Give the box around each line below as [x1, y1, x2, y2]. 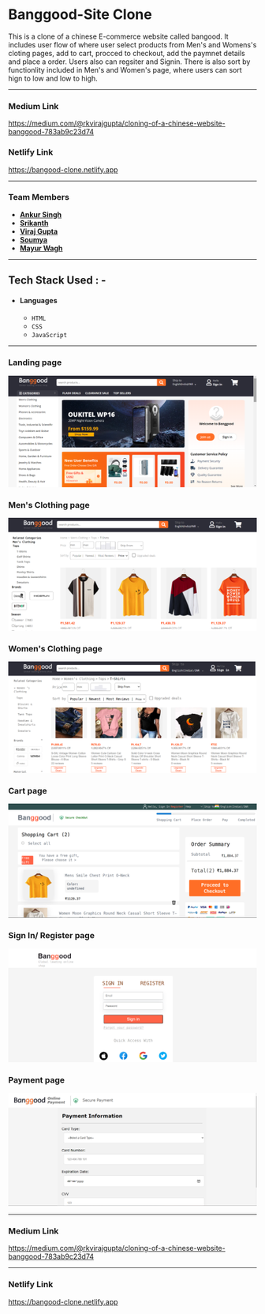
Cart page [8, 785, 47, 796]
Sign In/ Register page [8, 929, 95, 940]
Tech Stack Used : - [8, 274, 106, 287]
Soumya [19, 235, 48, 244]
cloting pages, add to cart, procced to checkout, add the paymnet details [8, 48, 246, 58]
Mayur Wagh [19, 243, 63, 253]
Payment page [8, 1074, 65, 1085]
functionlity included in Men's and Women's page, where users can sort [8, 65, 242, 74]
